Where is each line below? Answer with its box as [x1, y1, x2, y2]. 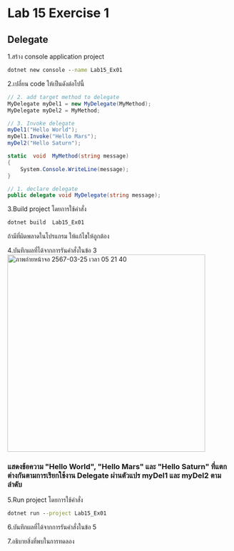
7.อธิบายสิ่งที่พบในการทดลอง [7, 537, 75, 546]
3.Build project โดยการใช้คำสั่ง [7, 205, 87, 213]
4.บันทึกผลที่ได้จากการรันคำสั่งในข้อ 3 [7, 246, 98, 254]
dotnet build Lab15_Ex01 [7, 219, 84, 226]
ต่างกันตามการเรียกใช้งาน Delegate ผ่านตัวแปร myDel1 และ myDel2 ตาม [7, 470, 222, 480]
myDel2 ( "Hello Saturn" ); [7, 140, 81, 147]
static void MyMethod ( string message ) [7, 153, 130, 160]
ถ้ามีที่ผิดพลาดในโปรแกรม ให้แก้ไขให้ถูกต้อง [7, 232, 110, 240]
